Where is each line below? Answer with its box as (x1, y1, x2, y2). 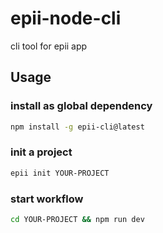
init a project (10, 145, 73, 159)
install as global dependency (10, 99, 153, 113)
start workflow (10, 192, 84, 206)
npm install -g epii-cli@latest (10, 122, 145, 132)
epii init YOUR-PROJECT (10, 168, 110, 178)
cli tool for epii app (10, 40, 88, 52)
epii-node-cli (10, 7, 122, 30)
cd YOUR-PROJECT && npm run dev (10, 214, 145, 224)
